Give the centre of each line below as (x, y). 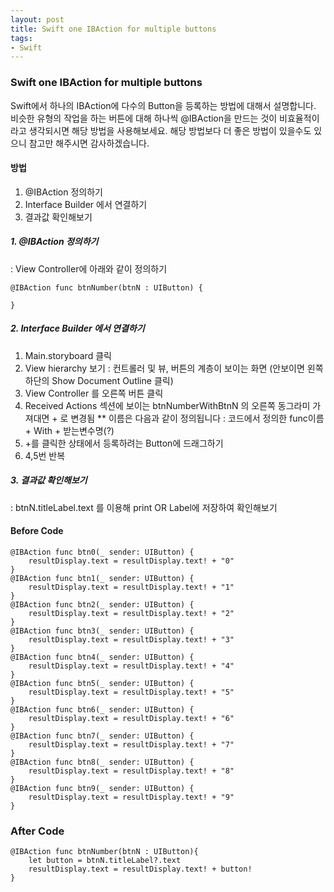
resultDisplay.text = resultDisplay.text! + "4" (131, 666)
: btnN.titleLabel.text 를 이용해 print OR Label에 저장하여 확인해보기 (144, 507)
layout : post (37, 19)
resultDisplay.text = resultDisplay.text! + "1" (131, 587)
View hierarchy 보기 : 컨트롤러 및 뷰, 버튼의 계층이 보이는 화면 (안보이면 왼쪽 (174, 368)
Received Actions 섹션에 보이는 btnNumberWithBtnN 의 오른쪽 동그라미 (167, 405)
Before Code (37, 531)
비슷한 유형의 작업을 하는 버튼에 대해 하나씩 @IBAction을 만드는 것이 (144, 118)
